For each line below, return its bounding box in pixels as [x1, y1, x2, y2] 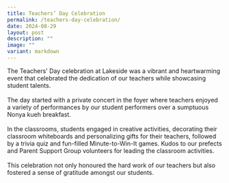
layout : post [7, 29, 44, 36]
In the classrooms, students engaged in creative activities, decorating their [7, 124, 217, 133]
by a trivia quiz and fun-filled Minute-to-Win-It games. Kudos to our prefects [7, 139, 222, 147]
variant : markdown [7, 48, 59, 55]
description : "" [7, 36, 53, 42]
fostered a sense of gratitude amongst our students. [7, 168, 154, 176]
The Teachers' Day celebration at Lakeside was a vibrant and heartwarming [7, 66, 221, 75]
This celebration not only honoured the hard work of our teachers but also [7, 161, 216, 169]
